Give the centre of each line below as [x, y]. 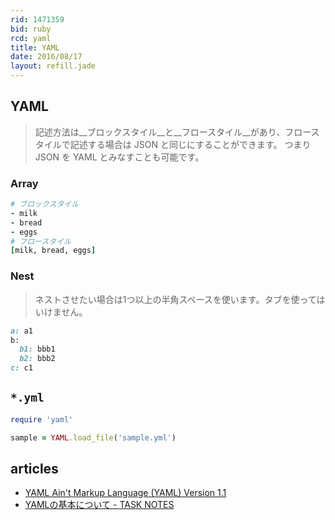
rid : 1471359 [37, 19]
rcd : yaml [31, 38]
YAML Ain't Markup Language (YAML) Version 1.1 [125, 493]
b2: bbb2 [37, 359]
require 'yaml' [42, 419]
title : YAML [35, 47]
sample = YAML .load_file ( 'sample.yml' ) [93, 437]
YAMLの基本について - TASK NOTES [99, 505]
